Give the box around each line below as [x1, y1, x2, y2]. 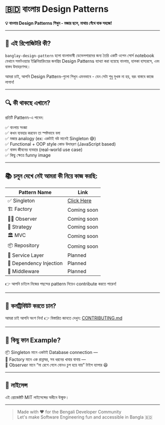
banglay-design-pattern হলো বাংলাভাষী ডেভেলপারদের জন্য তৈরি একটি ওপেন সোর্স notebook [5, 52, 155, 58]
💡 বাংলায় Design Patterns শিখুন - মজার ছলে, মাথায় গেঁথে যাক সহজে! [5, 20, 112, 26]
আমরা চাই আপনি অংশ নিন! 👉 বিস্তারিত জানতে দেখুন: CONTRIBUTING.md [5, 315, 123, 321]
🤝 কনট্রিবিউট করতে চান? [5, 302, 56, 310]
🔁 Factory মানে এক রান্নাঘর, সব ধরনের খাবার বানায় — [5, 356, 86, 362]
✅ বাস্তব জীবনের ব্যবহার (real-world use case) [5, 147, 82, 153]
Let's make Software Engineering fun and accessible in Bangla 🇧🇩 [17, 414, 153, 420]
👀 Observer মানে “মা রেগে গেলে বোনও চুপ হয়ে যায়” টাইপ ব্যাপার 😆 [5, 362, 108, 368]
